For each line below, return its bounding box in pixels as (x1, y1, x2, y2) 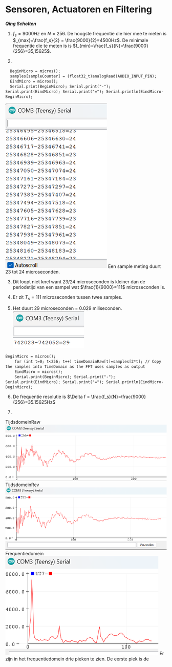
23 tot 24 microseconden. (5, 268, 60, 275)
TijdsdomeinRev (5, 482, 39, 488)
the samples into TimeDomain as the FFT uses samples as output (5, 364, 145, 369)
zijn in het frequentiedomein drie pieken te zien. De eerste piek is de (5, 656, 149, 662)
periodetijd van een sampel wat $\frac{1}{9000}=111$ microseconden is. (12, 284, 165, 290)
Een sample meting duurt (107, 263, 161, 269)
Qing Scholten (5, 20, 37, 27)
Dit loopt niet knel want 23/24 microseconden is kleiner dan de (12, 278, 146, 285)
